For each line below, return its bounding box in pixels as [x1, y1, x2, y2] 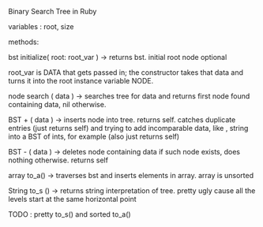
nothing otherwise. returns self [8, 155, 109, 165]
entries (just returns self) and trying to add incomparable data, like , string [8, 124, 249, 132]
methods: [8, 37, 39, 47]
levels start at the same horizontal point [8, 195, 137, 203]
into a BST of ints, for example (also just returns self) [8, 132, 180, 141]
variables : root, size [8, 22, 74, 31]
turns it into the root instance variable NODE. [8, 76, 154, 85]
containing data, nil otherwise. [8, 100, 107, 109]
